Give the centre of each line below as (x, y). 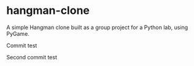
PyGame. (18, 33)
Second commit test (32, 57)
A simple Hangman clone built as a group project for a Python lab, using (97, 27)
